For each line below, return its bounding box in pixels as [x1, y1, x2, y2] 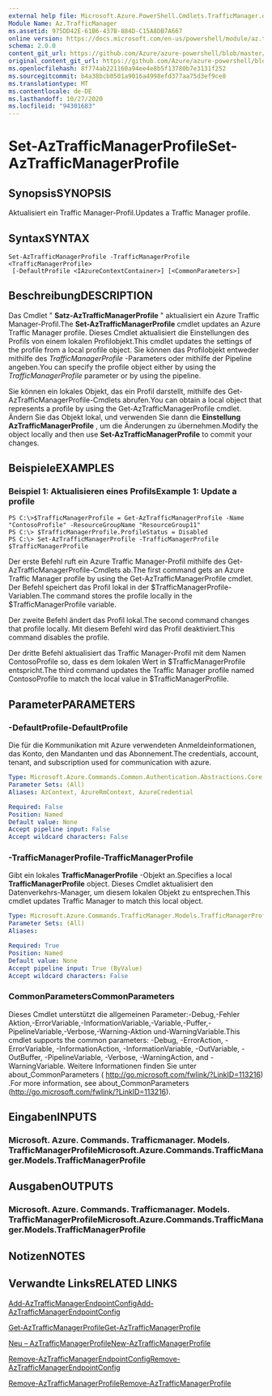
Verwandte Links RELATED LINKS [8, 1277, 178, 1291]
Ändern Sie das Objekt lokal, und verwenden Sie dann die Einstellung [8, 412, 241, 422]
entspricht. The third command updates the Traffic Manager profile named [8, 666, 255, 675]
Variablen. [8, 591, 42, 601]
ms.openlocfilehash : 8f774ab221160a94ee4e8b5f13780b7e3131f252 [8, 65, 227, 73]
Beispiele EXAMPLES [8, 462, 115, 475]
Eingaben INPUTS [8, 1110, 97, 1124]
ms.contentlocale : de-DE [8, 87, 92, 96]
